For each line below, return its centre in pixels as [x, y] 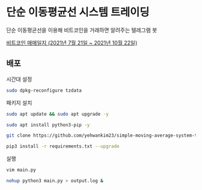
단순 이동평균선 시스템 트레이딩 [78, 12]
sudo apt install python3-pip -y [48, 125]
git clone [19, 135]
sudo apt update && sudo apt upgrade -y [58, 114]
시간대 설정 [19, 79]
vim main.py [21, 170]
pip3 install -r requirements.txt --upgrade [63, 147]
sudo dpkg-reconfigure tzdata [44, 91]
